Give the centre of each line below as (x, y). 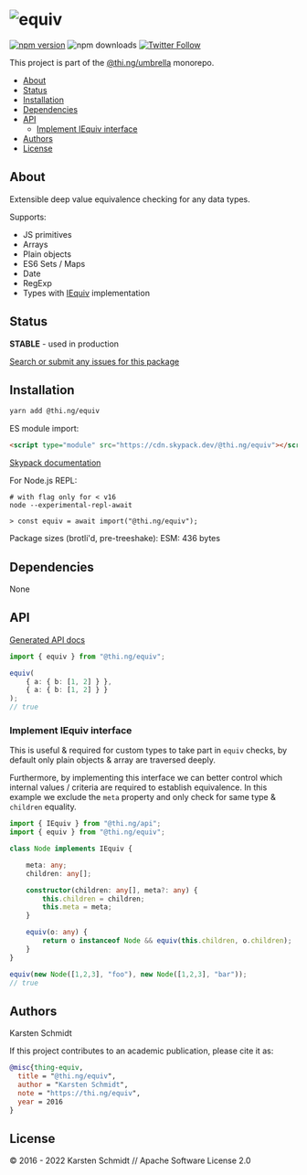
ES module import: (44, 429)
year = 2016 (41, 1102)
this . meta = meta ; (77, 907)
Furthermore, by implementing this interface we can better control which (146, 778)
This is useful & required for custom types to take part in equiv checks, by (148, 751)
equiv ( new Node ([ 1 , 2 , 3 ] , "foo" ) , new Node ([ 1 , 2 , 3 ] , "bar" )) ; (128, 974)
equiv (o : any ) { (57, 933)
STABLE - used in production (64, 344)
